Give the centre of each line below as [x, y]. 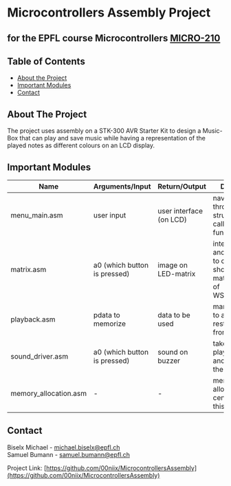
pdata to [107, 315]
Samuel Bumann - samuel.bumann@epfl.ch [69, 454]
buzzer [169, 361]
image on [173, 265]
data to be [174, 315]
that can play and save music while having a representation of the [113, 138]
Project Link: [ [27, 468]
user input [110, 215]
